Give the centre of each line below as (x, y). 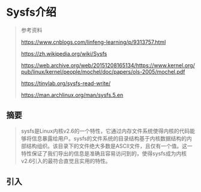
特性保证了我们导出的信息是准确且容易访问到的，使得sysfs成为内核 (104, 153)
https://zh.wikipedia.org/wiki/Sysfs (64, 53)
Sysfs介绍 (31, 12)
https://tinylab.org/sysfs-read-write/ (66, 83)
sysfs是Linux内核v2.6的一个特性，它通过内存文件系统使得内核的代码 (105, 131)
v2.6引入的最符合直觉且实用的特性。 (66, 161)
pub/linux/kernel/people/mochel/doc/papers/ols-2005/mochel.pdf (103, 71)
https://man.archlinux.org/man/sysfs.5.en (72, 95)
